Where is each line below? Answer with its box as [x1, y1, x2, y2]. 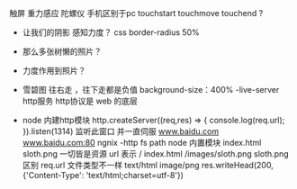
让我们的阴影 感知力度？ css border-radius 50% [22, 27, 200, 38]
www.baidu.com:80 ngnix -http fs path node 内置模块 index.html [22, 138, 262, 148]
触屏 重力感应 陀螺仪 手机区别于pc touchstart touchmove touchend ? [9, 8, 264, 18]
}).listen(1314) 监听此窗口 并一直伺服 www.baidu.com [22, 126, 219, 137]
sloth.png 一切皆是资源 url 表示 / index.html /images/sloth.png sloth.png [22, 148, 290, 159]
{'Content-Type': [22, 170, 85, 180]
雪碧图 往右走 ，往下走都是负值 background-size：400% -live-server [22, 85, 280, 94]
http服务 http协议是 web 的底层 [22, 95, 138, 106]
